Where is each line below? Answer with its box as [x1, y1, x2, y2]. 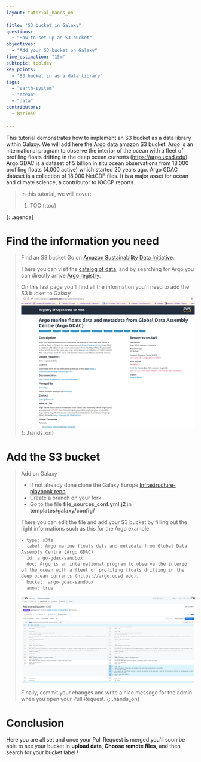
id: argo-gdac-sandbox [26, 555, 83, 562]
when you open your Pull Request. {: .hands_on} [20, 696, 140, 703]
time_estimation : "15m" [6, 54, 66, 60]
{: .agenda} [6, 213, 34, 221]
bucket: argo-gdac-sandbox [26, 579, 94, 586]
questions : [6, 29, 33, 35]
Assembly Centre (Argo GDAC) [20, 549, 94, 556]
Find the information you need [6, 234, 160, 248]
